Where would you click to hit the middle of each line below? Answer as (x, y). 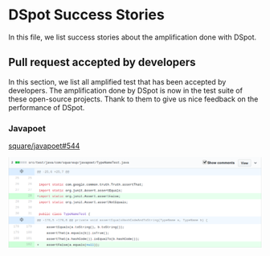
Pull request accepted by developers (102, 62)
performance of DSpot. (47, 107)
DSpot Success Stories (86, 15)
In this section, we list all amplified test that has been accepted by (117, 81)
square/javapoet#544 (44, 146)
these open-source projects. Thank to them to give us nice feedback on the (133, 99)
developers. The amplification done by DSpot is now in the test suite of (126, 90)
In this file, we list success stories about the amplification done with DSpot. (133, 37)
